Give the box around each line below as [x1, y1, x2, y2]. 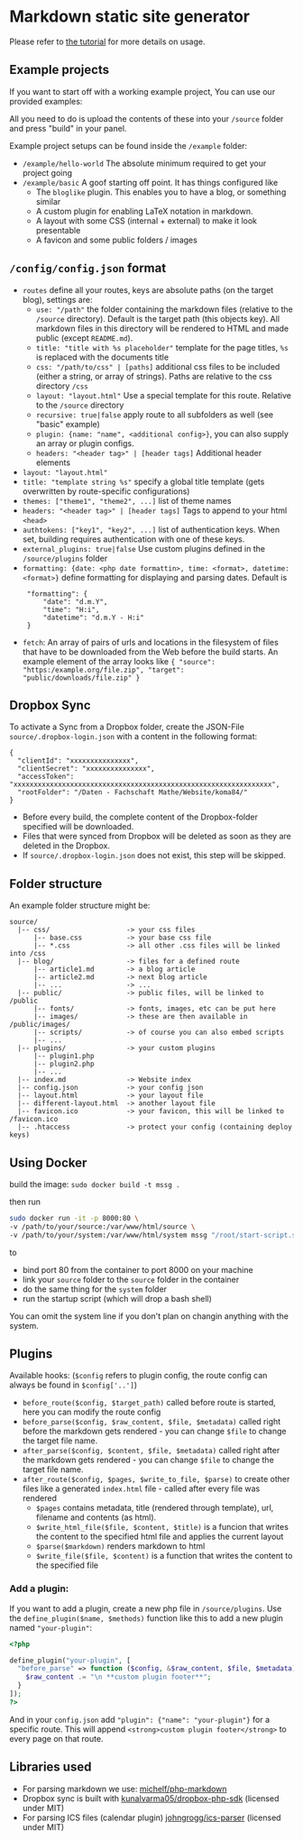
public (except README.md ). [35, 332, 133, 343]
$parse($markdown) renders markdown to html [35, 1541, 206, 1552]
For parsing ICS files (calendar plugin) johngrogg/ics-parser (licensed [22, 1812, 281, 1823]
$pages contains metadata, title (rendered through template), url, [35, 1503, 274, 1514]
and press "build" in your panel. [9, 123, 127, 133]
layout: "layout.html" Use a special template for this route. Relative [35, 389, 291, 400]
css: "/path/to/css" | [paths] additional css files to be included [35, 361, 280, 371]
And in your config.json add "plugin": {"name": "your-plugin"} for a [9, 1714, 271, 1725]
